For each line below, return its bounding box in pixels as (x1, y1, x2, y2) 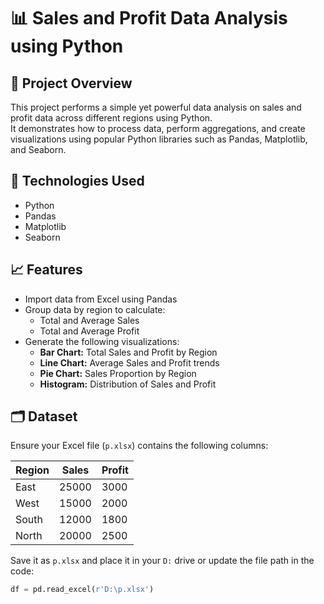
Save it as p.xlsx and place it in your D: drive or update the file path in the (10, 555, 315, 567)
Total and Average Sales (39, 314, 140, 326)
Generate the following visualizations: (24, 335, 180, 347)
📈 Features (10, 261, 83, 279)
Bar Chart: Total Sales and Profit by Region (39, 346, 218, 358)
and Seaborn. (10, 144, 67, 155)
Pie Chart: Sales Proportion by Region (39, 367, 197, 379)
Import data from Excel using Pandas (24, 293, 178, 305)
